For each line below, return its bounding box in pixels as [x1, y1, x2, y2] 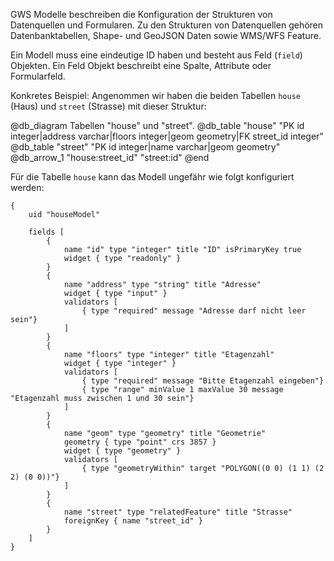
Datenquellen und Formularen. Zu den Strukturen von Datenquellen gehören [10, 19, 324, 31]
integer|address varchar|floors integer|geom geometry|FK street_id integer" [10, 130, 324, 142]
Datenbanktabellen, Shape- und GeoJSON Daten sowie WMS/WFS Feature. [10, 30, 322, 41]
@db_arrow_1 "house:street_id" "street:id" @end [10, 152, 210, 163]
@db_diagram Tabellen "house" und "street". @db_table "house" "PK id [10, 120, 305, 131]
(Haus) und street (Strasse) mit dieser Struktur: [10, 100, 207, 112]
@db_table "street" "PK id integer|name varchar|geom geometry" [10, 141, 281, 153]
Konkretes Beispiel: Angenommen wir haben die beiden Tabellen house [10, 90, 301, 101]
